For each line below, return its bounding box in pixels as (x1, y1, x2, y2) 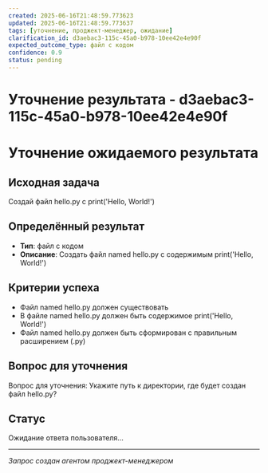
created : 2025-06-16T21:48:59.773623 (8, 11, 134, 20)
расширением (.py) (19, 336, 86, 345)
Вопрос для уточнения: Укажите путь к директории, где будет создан (8, 380, 246, 390)
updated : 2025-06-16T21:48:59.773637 (8, 19, 134, 27)
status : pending (8, 57, 62, 65)
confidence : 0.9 (8, 49, 62, 57)
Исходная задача (8, 175, 100, 189)
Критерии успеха (8, 281, 100, 295)
